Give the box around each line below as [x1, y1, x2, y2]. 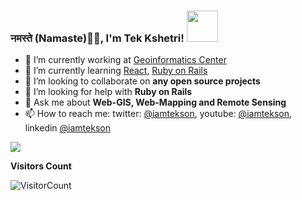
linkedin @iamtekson [24, 122, 111, 134]
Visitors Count [10, 160, 72, 172]
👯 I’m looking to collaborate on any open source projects [24, 75, 261, 87]
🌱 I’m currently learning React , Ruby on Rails [24, 65, 208, 77]
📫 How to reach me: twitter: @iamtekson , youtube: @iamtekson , [24, 108, 293, 120]
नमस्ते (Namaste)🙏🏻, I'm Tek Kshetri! [10, 31, 185, 45]
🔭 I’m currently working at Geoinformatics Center [24, 54, 227, 66]
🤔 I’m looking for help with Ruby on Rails [24, 86, 193, 98]
